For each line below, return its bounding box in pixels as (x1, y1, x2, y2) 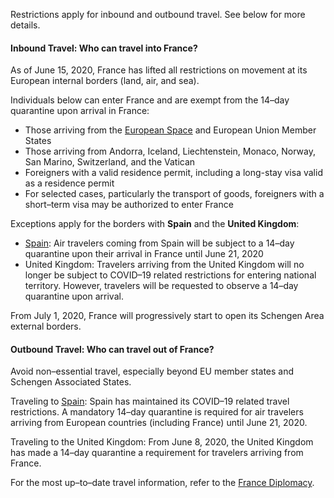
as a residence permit (24, 177, 115, 189)
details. (10, 19, 41, 31)
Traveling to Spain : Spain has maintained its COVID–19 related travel (10, 395, 290, 408)
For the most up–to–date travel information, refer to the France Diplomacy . (10, 477, 315, 489)
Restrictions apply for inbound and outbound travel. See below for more (10, 9, 306, 20)
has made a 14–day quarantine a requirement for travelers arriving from (10, 447, 304, 459)
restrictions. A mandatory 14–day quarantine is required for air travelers (10, 406, 304, 418)
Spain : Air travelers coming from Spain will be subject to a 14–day (24, 237, 295, 249)
